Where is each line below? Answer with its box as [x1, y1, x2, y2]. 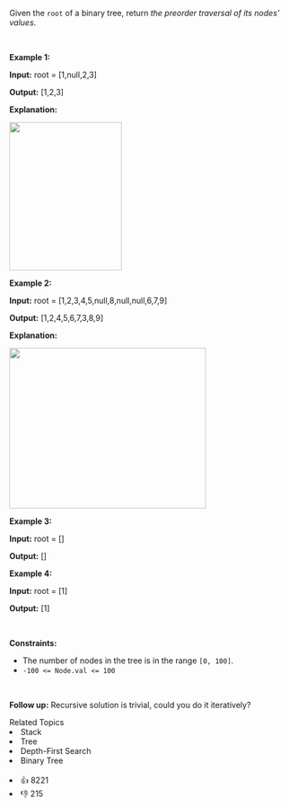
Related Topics [9, 717, 65, 727]
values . [9, 17, 37, 28]
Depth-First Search [21, 746, 92, 756]
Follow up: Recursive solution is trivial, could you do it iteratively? [9, 700, 251, 710]
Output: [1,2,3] [9, 87, 65, 97]
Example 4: [9, 568, 52, 579]
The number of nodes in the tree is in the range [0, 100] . [22, 655, 234, 666]
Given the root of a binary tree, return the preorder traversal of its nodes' [9, 8, 280, 18]
